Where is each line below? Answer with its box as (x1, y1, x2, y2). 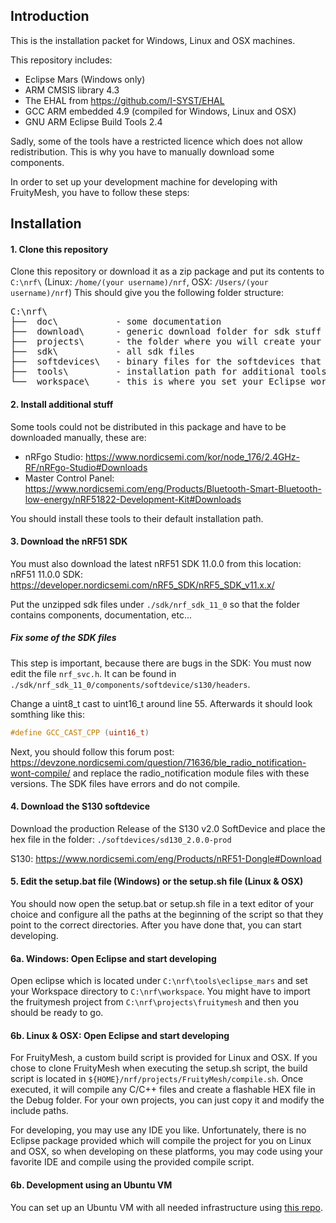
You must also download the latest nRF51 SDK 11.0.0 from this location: (10, 557, 302, 569)
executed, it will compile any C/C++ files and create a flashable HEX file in (10, 1084, 316, 1096)
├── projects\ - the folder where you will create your (10, 336, 322, 348)
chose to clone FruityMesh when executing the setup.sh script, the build (10, 1062, 308, 1074)
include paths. (10, 1105, 69, 1117)
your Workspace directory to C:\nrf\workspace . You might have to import (10, 985, 311, 998)
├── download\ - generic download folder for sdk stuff (10, 326, 322, 338)
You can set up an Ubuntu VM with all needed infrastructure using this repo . (10, 1201, 323, 1213)
